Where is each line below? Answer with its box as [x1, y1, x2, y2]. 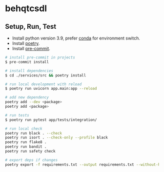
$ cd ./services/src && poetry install [5, 73, 86, 78]
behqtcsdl [5, 3, 47, 14]
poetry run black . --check [5, 131, 62, 135]
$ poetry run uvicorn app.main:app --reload [5, 86, 97, 91]
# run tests [5, 113, 29, 117]
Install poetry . [12, 40, 40, 46]
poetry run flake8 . [5, 140, 47, 145]
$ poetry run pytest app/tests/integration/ [5, 117, 97, 122]
